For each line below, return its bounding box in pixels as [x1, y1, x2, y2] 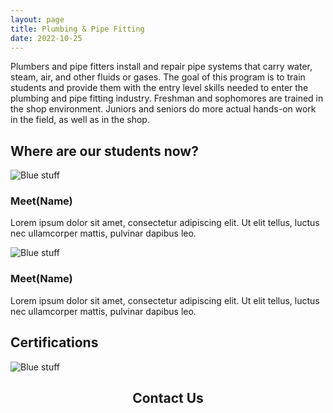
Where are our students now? [10, 142, 199, 160]
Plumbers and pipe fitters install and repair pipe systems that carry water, [10, 61, 313, 73]
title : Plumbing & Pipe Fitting [10, 24, 145, 34]
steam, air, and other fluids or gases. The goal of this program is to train [10, 71, 306, 83]
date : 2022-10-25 [10, 33, 83, 43]
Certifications [10, 334, 99, 351]
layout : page [10, 14, 65, 25]
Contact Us [132, 389, 204, 406]
